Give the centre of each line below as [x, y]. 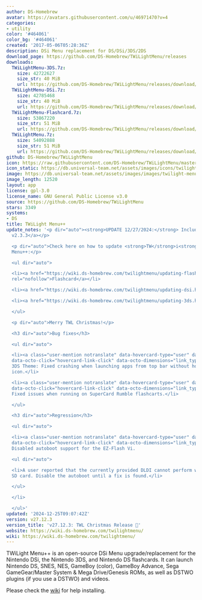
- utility [19, 29]
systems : [17, 213]
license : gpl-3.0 [28, 191]
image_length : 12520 [32, 180]
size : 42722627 [36, 73]
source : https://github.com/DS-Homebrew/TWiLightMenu [75, 202]
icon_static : [23, 168]
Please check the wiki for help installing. [56, 590]
